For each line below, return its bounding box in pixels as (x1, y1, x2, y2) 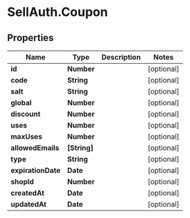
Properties (7, 32, 54, 44)
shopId (10, 177, 35, 186)
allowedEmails (10, 143, 60, 153)
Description (101, 53, 141, 62)
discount (10, 109, 41, 119)
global (10, 98, 33, 108)
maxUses (10, 132, 43, 141)
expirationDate (10, 166, 61, 175)
